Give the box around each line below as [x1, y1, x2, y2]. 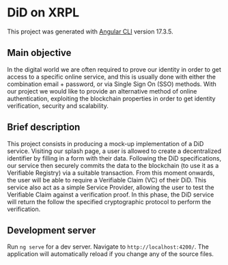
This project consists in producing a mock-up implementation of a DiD [7, 139, 204, 148]
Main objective [7, 47, 72, 59]
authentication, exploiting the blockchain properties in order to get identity [7, 94, 216, 102]
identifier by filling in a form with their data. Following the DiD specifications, [7, 154, 222, 162]
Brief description [7, 122, 81, 133]
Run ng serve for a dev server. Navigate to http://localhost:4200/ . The [7, 242, 210, 251]
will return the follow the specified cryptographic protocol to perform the [7, 197, 212, 206]
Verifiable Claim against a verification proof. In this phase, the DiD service [7, 190, 214, 199]
